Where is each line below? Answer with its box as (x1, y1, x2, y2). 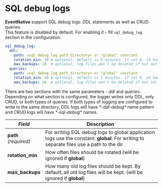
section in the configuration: (5, 34, 62, 40)
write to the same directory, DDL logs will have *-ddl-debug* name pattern (5, 104, 154, 110)
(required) (7, 138, 31, 144)
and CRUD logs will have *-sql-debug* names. (5, 109, 98, 115)
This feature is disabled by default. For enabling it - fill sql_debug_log (5, 29, 143, 35)
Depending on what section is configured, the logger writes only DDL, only (5, 94, 154, 99)
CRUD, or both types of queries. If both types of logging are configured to (5, 99, 153, 105)
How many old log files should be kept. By (45, 163, 141, 170)
